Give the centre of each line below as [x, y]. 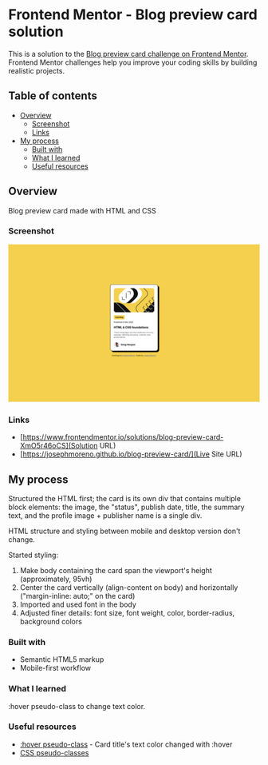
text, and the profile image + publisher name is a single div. [105, 515]
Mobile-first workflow [55, 668]
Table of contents [53, 96]
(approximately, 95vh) [56, 579]
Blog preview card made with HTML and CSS [83, 210]
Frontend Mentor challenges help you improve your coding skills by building [133, 62]
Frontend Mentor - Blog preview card [133, 15]
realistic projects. [37, 70]
